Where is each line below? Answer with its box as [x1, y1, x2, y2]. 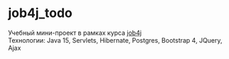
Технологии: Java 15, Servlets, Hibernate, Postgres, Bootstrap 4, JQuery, [8, 36, 223, 44]
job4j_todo [8, 5, 73, 21]
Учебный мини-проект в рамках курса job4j [8, 28, 142, 37]
